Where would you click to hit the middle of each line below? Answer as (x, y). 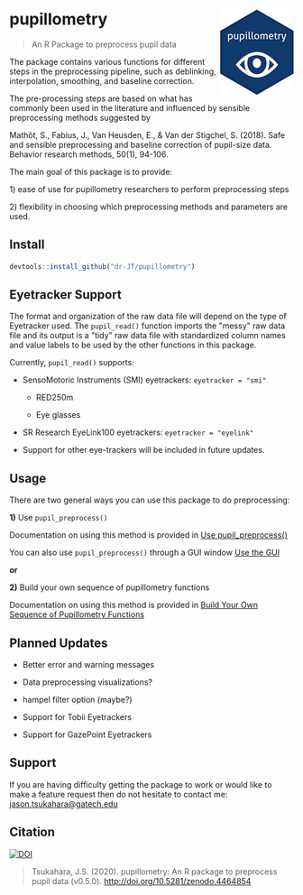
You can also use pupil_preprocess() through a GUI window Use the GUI (145, 553)
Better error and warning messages (88, 665)
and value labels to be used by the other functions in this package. (133, 345)
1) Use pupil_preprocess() (59, 518)
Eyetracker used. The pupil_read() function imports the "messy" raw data (147, 326)
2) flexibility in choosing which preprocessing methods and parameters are (149, 207)
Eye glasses (58, 415)
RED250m (55, 398)
